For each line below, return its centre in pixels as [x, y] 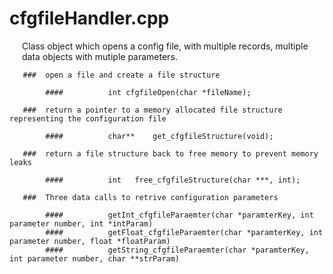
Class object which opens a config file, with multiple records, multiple [165, 46]
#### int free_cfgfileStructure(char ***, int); [173, 180]
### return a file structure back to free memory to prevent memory [170, 153]
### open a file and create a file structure [121, 75]
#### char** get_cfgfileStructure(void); [159, 136]
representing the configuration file [88, 118]
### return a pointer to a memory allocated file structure [152, 110]
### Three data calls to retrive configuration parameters [150, 197]
